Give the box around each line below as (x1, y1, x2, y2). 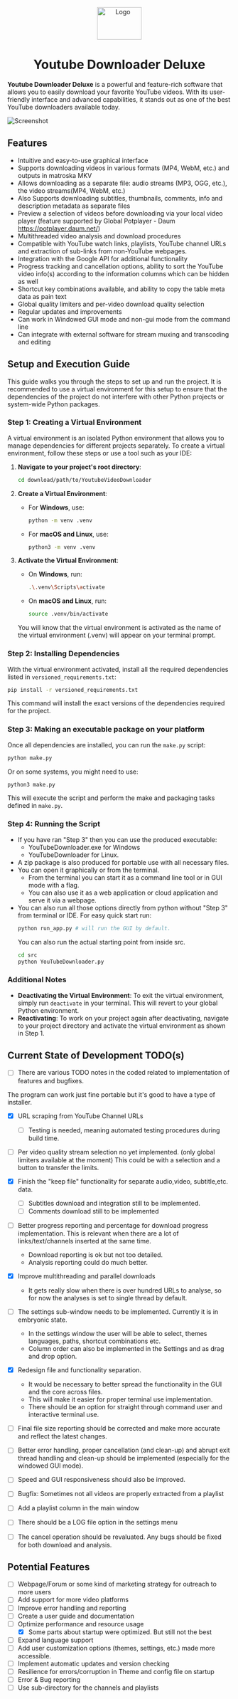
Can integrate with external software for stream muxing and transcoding (17, 330, 229, 338)
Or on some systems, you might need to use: (7, 767, 139, 776)
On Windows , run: (28, 570, 83, 579)
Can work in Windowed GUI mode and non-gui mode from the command (17, 315, 231, 323)
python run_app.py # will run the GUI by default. (17, 925, 171, 932)
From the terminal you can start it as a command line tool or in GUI (28, 873, 222, 882)
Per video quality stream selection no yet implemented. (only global (17, 1147, 215, 1156)
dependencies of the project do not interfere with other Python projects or (7, 392, 225, 401)
